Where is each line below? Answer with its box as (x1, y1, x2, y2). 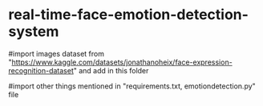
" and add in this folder (73, 65, 149, 75)
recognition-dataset (8, 65, 74, 75)
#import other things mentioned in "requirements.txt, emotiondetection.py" (8, 81, 257, 91)
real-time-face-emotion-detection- (8, 6, 249, 24)
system (8, 22, 59, 41)
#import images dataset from (8, 49, 104, 58)
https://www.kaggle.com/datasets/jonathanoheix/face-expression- (11, 57, 233, 67)
